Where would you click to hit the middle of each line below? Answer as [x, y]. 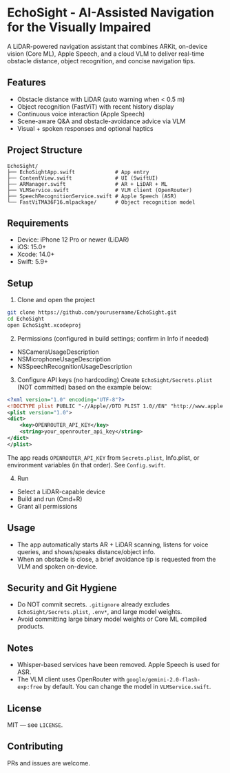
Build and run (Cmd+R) [50, 499]
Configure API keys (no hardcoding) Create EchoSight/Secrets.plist [115, 379]
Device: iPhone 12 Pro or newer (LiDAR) [73, 240]
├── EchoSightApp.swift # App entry [78, 172]
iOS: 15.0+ [32, 247]
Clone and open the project [56, 300]
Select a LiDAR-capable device [61, 491]
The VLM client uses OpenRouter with [71, 679]
